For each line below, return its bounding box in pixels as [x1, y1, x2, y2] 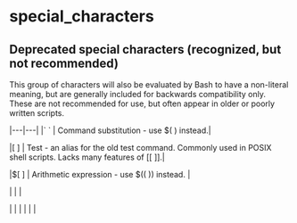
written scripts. [9, 108, 65, 118]
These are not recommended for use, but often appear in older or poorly [9, 98, 275, 109]
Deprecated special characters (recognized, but [9, 42, 282, 57]
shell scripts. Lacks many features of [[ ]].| [9, 152, 165, 162]
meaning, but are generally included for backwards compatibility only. [9, 89, 266, 99]
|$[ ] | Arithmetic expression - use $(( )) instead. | [9, 169, 191, 179]
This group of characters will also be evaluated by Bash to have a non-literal [9, 79, 289, 90]
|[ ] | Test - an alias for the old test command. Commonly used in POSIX [9, 143, 272, 153]
